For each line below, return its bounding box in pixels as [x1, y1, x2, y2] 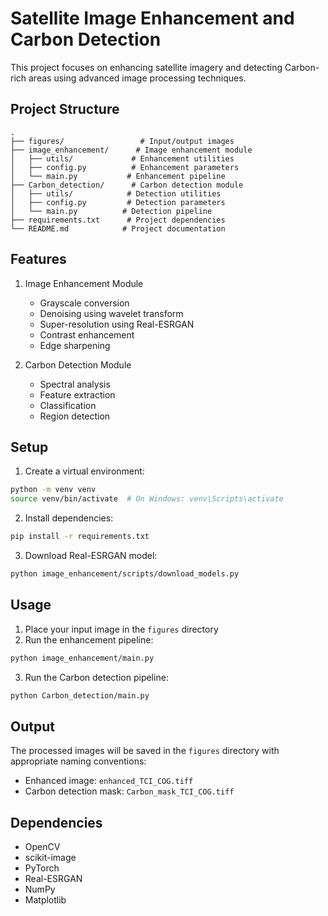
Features [10, 251, 67, 268]
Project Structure [10, 101, 120, 118]
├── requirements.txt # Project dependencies [10, 215, 226, 225]
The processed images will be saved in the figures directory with [10, 745, 280, 757]
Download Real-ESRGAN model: [24, 550, 158, 561]
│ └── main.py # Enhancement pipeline [10, 171, 226, 181]
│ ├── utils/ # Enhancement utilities [10, 153, 235, 164]
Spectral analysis [39, 378, 111, 390]
